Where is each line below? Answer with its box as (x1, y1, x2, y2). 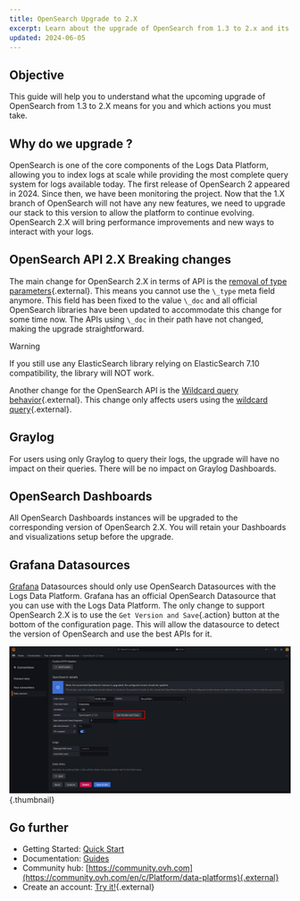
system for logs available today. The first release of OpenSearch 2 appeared (9, 179, 290, 189)
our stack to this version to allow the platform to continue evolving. (9, 207, 254, 218)
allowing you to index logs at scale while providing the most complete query (9, 170, 288, 180)
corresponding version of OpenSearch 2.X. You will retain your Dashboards (9, 522, 287, 533)
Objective (9, 67, 65, 82)
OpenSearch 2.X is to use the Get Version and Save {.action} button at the (9, 610, 279, 620)
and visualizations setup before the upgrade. (9, 532, 174, 543)
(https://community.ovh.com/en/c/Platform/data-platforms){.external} (21, 872, 279, 883)
